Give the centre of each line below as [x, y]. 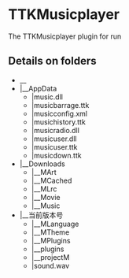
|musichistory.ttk [59, 122]
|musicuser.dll [54, 139]
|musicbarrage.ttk [60, 105]
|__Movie [46, 197]
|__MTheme [50, 232]
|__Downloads [42, 164]
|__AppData [38, 88]
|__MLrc [44, 189]
